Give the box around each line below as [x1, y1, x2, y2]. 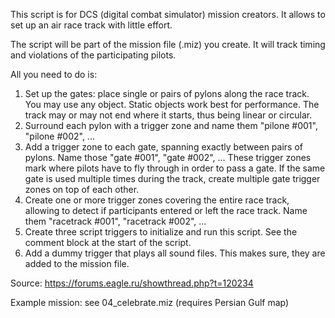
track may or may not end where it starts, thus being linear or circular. [24, 109, 313, 121]
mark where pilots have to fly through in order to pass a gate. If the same [24, 162, 326, 174]
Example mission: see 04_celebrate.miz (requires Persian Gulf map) [10, 297, 290, 308]
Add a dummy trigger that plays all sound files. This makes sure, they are [24, 247, 326, 259]
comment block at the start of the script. [24, 237, 192, 248]
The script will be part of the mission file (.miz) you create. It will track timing [10, 39, 326, 50]
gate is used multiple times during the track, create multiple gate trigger [24, 173, 321, 184]
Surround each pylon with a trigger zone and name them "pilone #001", [24, 120, 318, 131]
